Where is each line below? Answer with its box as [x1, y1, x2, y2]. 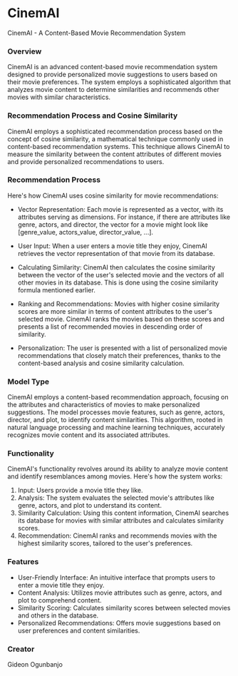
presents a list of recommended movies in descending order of [17, 322, 203, 331]
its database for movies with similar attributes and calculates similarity [17, 516, 224, 525]
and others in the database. [17, 611, 99, 620]
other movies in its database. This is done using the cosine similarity [17, 278, 219, 287]
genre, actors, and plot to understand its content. [17, 501, 162, 510]
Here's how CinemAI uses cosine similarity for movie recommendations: [7, 191, 219, 200]
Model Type [7, 377, 50, 386]
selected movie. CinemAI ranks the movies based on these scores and [17, 314, 224, 323]
